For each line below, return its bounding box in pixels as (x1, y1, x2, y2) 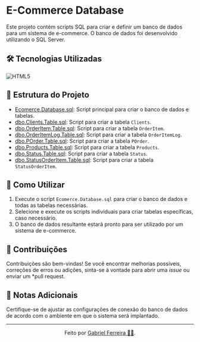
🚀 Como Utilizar (6, 180, 65, 190)
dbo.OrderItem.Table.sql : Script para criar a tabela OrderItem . (14, 124, 165, 131)
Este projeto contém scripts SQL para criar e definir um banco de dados (6, 23, 183, 30)
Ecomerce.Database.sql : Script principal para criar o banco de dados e (14, 105, 189, 113)
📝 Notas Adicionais (6, 290, 79, 300)
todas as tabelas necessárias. (14, 202, 88, 209)
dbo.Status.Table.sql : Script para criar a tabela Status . (14, 150, 148, 157)
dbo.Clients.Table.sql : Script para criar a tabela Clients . (14, 118, 152, 125)
